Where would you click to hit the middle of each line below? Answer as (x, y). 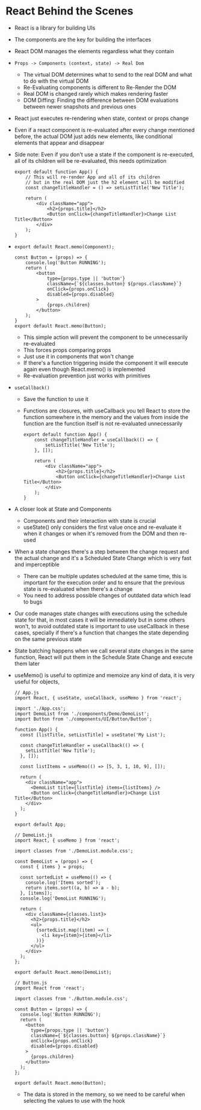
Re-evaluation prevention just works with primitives (87, 376)
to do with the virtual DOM (56, 81)
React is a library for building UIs (55, 28)
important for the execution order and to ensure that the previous (104, 582)
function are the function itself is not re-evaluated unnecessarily (103, 423)
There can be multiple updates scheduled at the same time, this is (105, 576)
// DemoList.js (33, 835)
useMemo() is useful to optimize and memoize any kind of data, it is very (104, 675)
